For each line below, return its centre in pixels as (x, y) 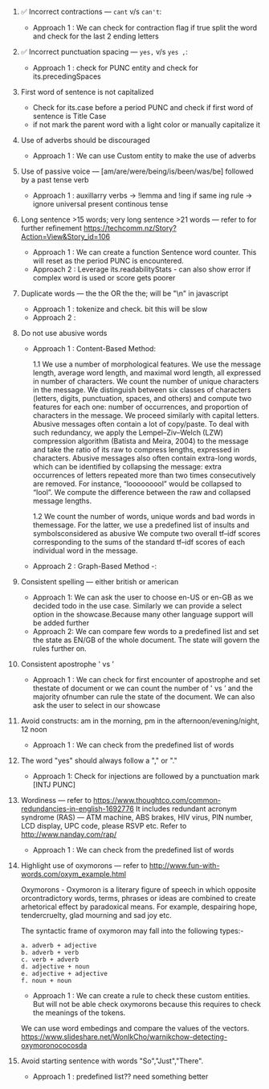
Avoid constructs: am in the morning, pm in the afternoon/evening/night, (140, 721)
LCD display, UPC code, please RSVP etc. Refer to (104, 826)
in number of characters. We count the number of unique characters (146, 381)
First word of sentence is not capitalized (87, 92)
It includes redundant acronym (187, 809)
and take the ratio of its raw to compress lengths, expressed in (136, 450)
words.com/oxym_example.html (73, 874)
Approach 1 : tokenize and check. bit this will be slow (120, 309)
